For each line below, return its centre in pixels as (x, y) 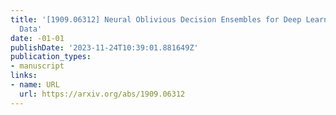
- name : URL (35, 85)
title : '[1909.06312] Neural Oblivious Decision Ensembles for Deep (156, 19)
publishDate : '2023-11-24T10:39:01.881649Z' (104, 47)
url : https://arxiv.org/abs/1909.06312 (102, 94)
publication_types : (51, 57)
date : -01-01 (37, 38)
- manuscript (37, 66)
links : (24, 76)
